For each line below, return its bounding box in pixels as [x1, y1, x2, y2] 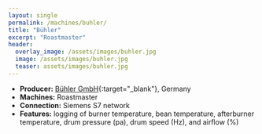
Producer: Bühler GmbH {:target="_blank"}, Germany [19, 84, 191, 93]
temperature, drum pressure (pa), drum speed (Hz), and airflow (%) [19, 117, 239, 126]
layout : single [8, 11, 58, 20]
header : [8, 41, 34, 49]
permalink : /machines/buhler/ [8, 19, 108, 27]
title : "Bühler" [8, 26, 61, 34]
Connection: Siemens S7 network [19, 100, 130, 110]
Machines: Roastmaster [19, 92, 98, 102]
